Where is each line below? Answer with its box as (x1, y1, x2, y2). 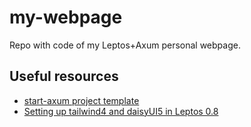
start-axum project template (23, 94, 140, 106)
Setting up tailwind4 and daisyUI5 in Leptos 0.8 (23, 105, 219, 117)
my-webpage (9, 6, 123, 29)
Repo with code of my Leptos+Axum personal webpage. (9, 39, 241, 51)
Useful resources (9, 68, 119, 85)
